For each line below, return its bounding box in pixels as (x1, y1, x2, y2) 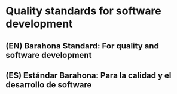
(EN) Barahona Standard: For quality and (5, 41, 160, 51)
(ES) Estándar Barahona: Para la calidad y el (5, 70, 172, 80)
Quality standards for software (5, 4, 162, 18)
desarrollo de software (5, 80, 92, 90)
